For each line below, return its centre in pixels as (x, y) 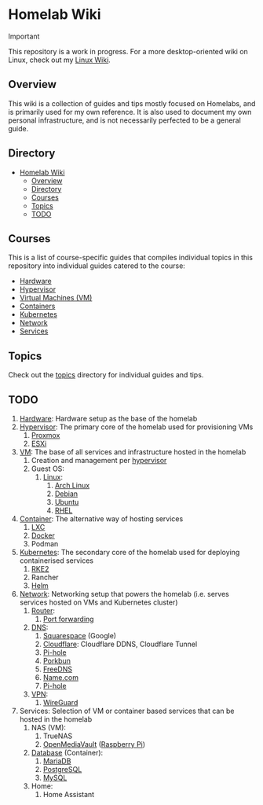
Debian (66, 494)
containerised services (57, 561)
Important (24, 36)
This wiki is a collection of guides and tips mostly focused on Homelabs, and (132, 103)
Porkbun (57, 661)
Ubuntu (67, 502)
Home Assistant (69, 794)
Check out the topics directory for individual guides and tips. (106, 375)
